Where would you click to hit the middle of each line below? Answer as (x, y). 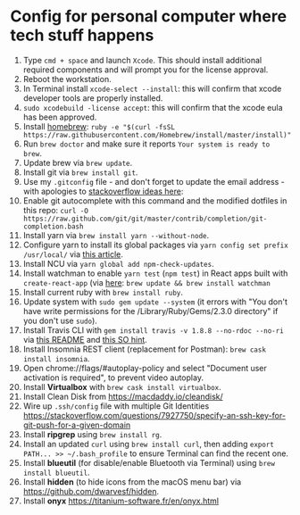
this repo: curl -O (55, 210)
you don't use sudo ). (60, 320)
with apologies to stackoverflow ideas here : (103, 191)
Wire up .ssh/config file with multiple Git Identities (116, 406)
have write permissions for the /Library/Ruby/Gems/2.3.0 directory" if (150, 311)
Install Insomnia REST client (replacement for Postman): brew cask (145, 349)
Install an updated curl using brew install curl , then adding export (149, 444)
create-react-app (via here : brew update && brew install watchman (146, 282)
